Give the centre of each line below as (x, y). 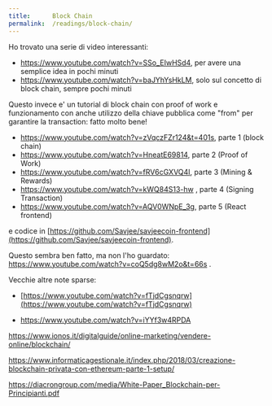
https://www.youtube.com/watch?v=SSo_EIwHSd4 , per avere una (131, 63)
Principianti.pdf (34, 393)
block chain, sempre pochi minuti (76, 88)
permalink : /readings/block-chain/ (70, 24)
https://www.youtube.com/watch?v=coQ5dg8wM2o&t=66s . (110, 264)
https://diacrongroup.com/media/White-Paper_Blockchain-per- (114, 384)
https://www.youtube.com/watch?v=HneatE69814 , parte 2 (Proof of (134, 155)
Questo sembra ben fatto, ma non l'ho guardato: (89, 255)
